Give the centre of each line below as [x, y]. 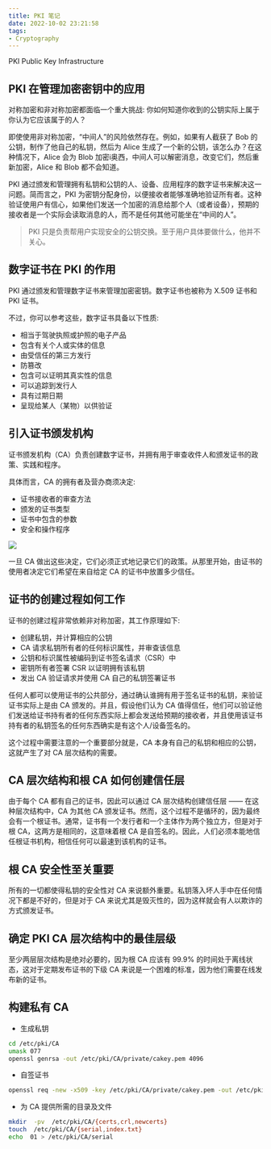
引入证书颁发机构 [51, 434]
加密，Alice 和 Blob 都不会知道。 [69, 167]
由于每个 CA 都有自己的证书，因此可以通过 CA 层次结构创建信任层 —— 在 [130, 801]
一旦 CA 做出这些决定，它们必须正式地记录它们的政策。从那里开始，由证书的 [135, 561]
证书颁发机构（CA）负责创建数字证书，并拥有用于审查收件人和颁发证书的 [130, 454]
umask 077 [25, 1051]
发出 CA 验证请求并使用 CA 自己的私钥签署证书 [98, 678]
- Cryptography [34, 38]
